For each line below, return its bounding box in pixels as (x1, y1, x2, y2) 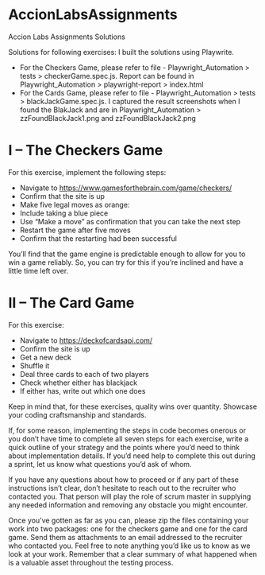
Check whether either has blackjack (19, 378, 137, 387)
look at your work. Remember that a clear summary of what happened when (8, 549, 258, 558)
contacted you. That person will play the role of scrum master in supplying (8, 491, 252, 501)
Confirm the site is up (19, 344, 90, 353)
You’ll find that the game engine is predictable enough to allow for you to (8, 249, 246, 258)
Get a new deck (19, 352, 71, 362)
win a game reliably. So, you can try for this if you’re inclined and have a (8, 257, 244, 267)
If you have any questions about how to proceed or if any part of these (8, 475, 240, 484)
